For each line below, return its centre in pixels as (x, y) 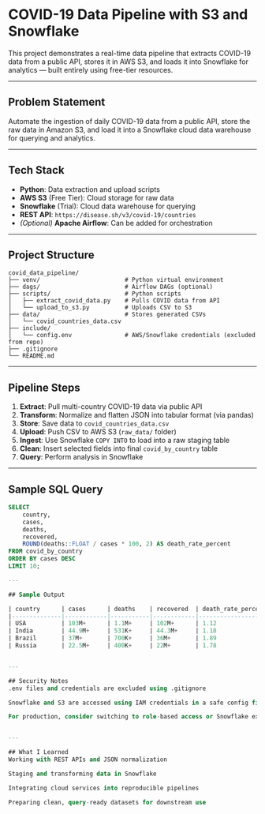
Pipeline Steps (44, 387)
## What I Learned (38, 752)
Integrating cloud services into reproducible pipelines (104, 788)
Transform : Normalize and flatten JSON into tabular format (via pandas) (137, 415)
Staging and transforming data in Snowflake (82, 774)
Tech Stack (36, 170)
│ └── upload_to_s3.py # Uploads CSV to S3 (100, 308)
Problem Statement (57, 102)
